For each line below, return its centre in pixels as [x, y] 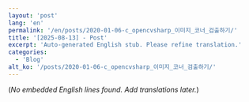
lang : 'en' [26, 23]
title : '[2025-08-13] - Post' [58, 38]
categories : [28, 52]
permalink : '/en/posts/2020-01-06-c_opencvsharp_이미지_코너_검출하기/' [123, 30]
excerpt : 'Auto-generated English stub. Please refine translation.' [125, 45]
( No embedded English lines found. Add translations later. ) [104, 89]
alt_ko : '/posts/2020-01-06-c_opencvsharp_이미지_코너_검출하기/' [112, 67]
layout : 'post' [33, 15]
